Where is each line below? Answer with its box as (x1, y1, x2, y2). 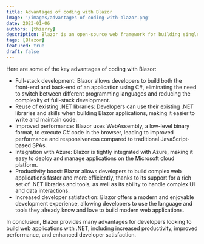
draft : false (6, 49, 39, 55)
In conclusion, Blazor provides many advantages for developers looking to (6, 218, 192, 225)
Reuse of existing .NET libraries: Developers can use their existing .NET (15, 103, 194, 110)
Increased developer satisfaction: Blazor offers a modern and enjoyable (15, 193, 194, 201)
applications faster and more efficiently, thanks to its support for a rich (15, 174, 191, 181)
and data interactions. (15, 187, 70, 194)
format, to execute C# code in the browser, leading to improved (15, 128, 174, 136)
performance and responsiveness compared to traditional (15, 135, 160, 142)
